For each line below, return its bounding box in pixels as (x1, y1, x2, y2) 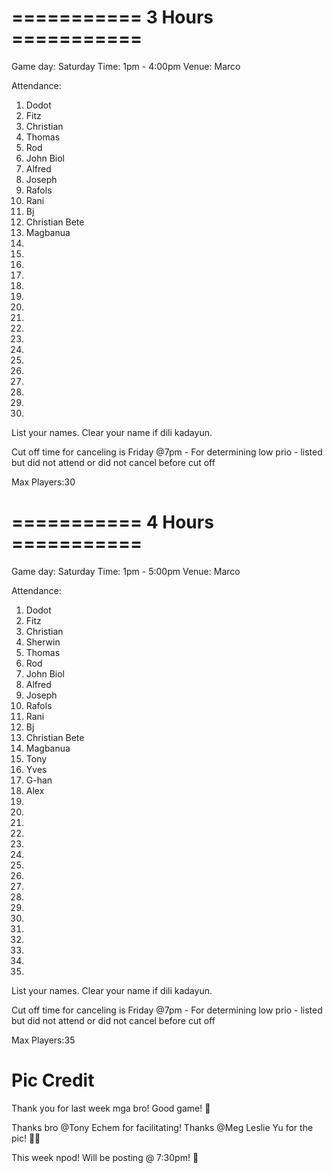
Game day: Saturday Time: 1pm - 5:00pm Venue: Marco (11, 565, 241, 577)
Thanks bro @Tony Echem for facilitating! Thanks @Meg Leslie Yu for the (11, 1121, 314, 1133)
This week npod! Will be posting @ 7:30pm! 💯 (11, 1151, 199, 1163)
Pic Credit (11, 1069, 95, 1092)
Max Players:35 (11, 1034, 76, 1046)
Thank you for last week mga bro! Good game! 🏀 (11, 1102, 211, 1114)
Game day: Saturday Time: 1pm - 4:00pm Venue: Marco (11, 60, 241, 72)
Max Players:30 (11, 476, 76, 488)
